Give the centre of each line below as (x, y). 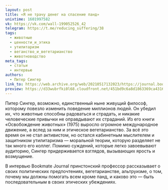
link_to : (14, 84)
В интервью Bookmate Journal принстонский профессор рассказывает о (83, 166)
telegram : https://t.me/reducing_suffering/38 (54, 28)
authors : (14, 75)
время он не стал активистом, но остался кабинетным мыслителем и (80, 135)
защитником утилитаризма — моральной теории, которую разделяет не (83, 140)
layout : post (19, 10)
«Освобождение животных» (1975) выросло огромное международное (82, 124)
